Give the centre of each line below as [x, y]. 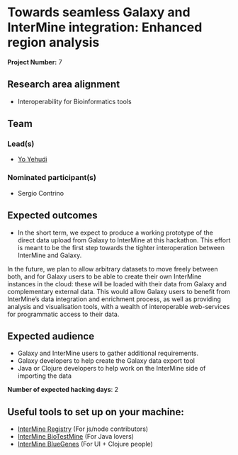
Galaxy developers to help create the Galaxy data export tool [106, 361]
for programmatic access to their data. [63, 314]
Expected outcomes [52, 216]
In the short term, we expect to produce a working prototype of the [115, 232]
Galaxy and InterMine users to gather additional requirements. [108, 353]
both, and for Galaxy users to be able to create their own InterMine [104, 276]
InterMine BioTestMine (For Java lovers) [76, 437]
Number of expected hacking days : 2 [63, 390]
